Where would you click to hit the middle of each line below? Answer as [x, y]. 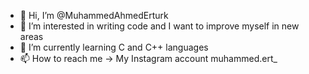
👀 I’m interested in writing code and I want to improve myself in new [159, 26]
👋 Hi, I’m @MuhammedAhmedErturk [94, 15]
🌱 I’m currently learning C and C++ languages [114, 47]
